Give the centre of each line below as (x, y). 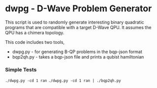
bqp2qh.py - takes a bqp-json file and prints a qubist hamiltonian (78, 57)
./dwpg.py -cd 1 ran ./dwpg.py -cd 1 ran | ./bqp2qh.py (63, 81)
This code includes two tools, (35, 42)
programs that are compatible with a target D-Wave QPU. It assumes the (78, 27)
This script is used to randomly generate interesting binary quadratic (75, 22)
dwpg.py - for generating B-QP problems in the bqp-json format (77, 52)
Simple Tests (21, 69)
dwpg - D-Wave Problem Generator (78, 9)
